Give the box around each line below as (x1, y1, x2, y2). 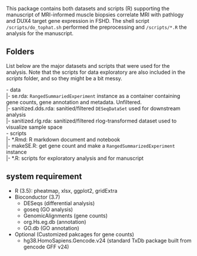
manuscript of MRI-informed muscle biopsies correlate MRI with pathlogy (6, 11, 184, 18)
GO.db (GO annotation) (23, 224, 79, 231)
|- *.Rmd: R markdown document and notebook (6, 136, 121, 143)
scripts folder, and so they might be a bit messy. (6, 74, 122, 81)
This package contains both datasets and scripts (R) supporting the (6, 5, 169, 12)
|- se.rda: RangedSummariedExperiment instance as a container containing (6, 92, 181, 99)
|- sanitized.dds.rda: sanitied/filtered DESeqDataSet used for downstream (6, 105, 181, 112)
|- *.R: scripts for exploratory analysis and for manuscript (6, 155, 144, 162)
